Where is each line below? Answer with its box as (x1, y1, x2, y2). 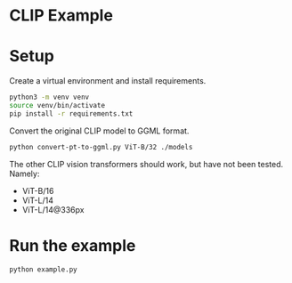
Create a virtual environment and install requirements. (9, 76, 207, 86)
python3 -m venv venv (9, 93, 90, 102)
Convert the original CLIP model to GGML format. (9, 125, 190, 136)
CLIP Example (9, 5, 114, 26)
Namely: (9, 168, 40, 179)
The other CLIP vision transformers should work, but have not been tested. (9, 158, 283, 169)
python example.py (9, 264, 77, 274)
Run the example (9, 235, 136, 255)
